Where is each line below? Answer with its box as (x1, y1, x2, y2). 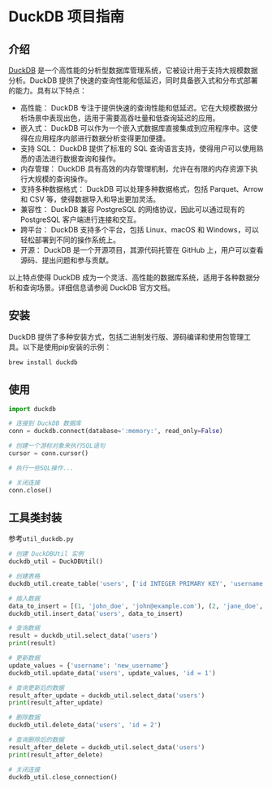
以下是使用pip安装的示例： (22, 342, 112, 352)
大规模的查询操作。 (27, 174, 92, 184)
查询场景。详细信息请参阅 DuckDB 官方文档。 (22, 283, 175, 293)
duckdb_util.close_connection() (8, 773, 118, 781)
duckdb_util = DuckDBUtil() (8, 557, 104, 566)
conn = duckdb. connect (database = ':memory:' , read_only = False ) (8, 427, 223, 436)
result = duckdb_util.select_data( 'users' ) (8, 631, 158, 640)
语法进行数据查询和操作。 (34, 154, 120, 163)
